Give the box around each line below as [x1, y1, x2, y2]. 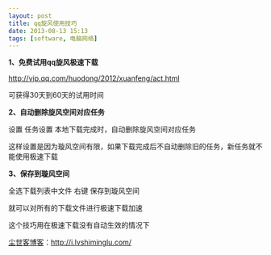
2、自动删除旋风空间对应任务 [8, 107, 105, 117]
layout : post [8, 11, 52, 20]
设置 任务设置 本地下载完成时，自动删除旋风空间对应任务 [8, 124, 196, 134]
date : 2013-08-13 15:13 [8, 27, 89, 35]
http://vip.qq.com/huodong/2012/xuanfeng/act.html [8, 73, 180, 83]
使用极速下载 [15, 152, 58, 161]
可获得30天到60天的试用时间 [8, 90, 104, 100]
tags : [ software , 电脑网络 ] [8, 34, 98, 43]
